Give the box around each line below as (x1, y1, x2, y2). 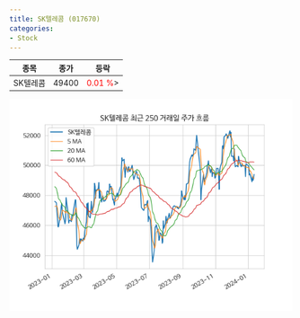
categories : (9, 23, 54, 33)
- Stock (9, 33, 39, 42)
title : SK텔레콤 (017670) (9, 14, 101, 23)
